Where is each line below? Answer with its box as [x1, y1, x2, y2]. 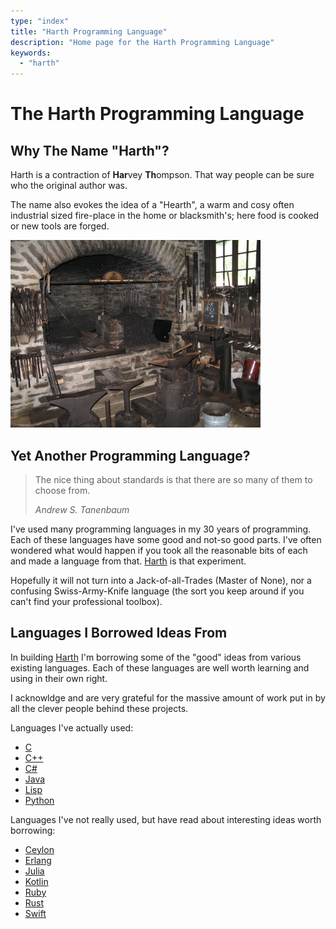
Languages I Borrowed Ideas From [10, 625, 228, 642]
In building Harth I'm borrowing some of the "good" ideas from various [10, 651, 302, 663]
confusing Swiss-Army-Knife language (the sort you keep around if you [10, 585, 305, 597]
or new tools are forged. [10, 220, 110, 232]
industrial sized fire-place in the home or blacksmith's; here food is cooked [10, 210, 320, 222]
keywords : [10, 48, 52, 58]
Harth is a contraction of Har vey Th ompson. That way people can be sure [10, 169, 315, 181]
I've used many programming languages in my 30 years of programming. [10, 523, 312, 535]
